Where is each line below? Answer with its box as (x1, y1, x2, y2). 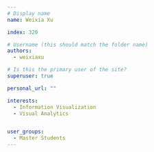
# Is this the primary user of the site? (7, 66, 127, 73)
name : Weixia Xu (7, 16, 53, 23)
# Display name (7, 10, 51, 17)
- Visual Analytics (13, 110, 69, 117)
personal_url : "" (7, 85, 57, 92)
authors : (7, 47, 32, 55)
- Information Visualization (13, 103, 97, 110)
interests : (7, 97, 38, 104)
